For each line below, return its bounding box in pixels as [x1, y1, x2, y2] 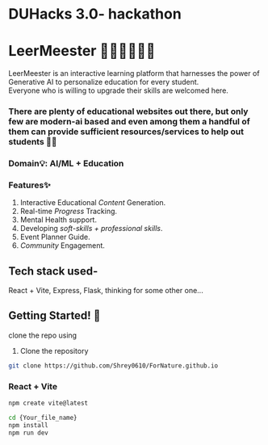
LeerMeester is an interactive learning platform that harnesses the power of [8, 69, 260, 78]
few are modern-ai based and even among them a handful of [8, 116, 250, 128]
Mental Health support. [19, 215, 97, 225]
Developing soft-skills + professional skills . [19, 224, 163, 233]
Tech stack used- [8, 264, 98, 278]
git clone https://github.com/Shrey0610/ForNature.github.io [8, 361, 219, 370]
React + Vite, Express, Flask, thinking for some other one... [8, 286, 203, 296]
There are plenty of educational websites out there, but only [8, 106, 249, 117]
